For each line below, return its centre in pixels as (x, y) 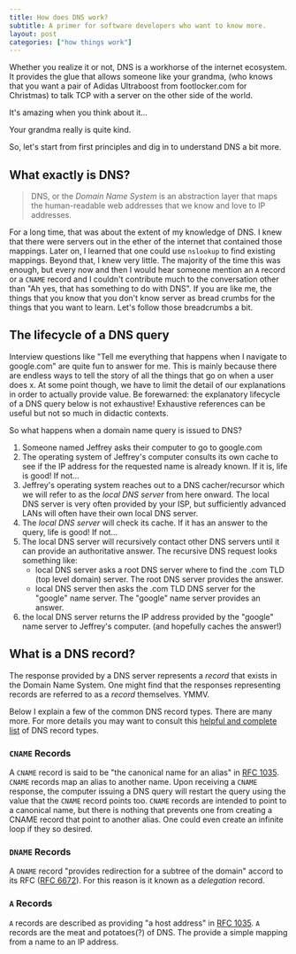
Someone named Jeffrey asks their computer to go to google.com (142, 447)
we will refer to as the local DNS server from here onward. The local (145, 494)
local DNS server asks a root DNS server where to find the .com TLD (160, 570)
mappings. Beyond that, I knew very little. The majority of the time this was (145, 260)
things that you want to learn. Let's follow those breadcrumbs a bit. (131, 307)
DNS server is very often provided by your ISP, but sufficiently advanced (154, 504)
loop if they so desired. (51, 828)
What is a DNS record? (72, 654)
